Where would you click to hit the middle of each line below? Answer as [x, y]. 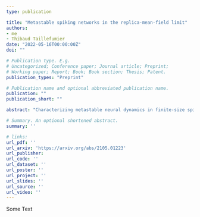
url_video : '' [24, 192]
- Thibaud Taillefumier [36, 39]
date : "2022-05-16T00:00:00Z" [44, 45]
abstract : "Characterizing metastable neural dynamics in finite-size [96, 110]
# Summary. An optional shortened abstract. [62, 121]
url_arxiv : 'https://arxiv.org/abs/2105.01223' [66, 148]
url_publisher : [25, 153]
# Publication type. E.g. [38, 61]
